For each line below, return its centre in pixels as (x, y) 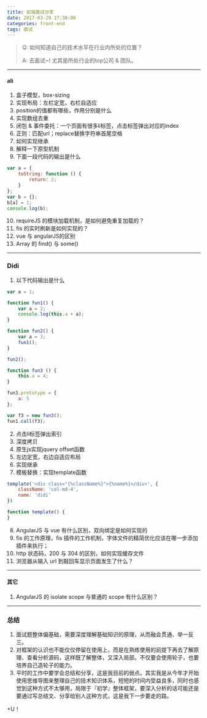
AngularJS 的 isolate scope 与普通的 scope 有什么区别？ (87, 596)
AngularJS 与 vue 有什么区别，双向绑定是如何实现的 (82, 530)
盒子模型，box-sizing (43, 95)
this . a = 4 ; (33, 376)
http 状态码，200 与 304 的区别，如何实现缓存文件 (80, 553)
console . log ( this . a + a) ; (51, 314)
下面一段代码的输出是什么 (48, 157)
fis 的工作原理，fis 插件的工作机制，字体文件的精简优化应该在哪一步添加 (107, 538)
